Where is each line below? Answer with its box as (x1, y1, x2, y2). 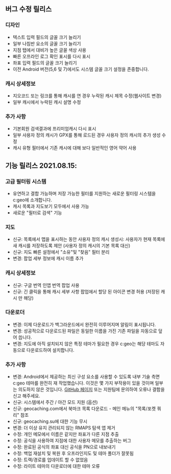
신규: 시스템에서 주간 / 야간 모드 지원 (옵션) (12, 399, 98, 405)
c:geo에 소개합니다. (12, 196, 53, 203)
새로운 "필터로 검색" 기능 (12, 209, 62, 216)
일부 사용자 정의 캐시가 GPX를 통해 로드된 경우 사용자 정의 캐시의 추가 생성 (12, 132, 161, 138)
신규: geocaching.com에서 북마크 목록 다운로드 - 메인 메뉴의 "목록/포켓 (12, 405, 156, 412)
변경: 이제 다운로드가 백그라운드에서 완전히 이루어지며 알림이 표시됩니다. (12, 321, 156, 327)
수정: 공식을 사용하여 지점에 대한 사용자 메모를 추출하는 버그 (12, 438, 132, 444)
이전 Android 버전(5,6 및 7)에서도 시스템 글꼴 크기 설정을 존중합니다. (12, 66, 149, 72)
